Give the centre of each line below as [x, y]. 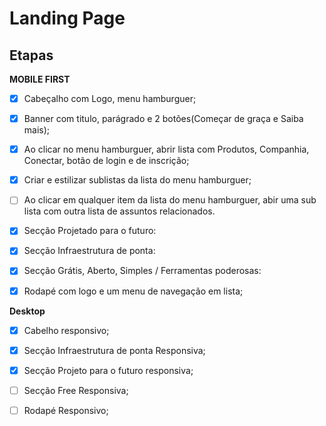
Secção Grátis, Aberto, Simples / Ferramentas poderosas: [142, 271]
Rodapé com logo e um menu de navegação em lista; [133, 291]
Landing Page [67, 18]
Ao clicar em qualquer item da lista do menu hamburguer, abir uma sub [170, 200]
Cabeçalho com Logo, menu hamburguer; [110, 98]
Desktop [27, 311]
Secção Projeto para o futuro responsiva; [108, 370]
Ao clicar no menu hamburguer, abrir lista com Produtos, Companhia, [166, 149]
